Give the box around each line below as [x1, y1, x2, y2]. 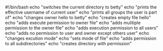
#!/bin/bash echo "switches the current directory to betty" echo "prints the [5, 4, 157, 10]
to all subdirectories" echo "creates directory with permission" [5, 41, 132, 46]
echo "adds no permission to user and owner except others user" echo [5, 30, 149, 36]
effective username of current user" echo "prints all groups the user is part [5, 9, 157, 15]
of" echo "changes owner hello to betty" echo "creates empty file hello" [5, 15, 151, 20]
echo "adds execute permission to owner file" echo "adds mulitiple [5, 20, 141, 25]
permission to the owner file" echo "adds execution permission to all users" [5, 25, 159, 31]
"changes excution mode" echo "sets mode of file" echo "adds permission [5, 35, 157, 41]
